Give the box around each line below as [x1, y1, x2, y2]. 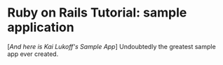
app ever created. [7, 50, 59, 58]
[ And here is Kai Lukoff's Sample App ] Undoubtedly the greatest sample [7, 42, 216, 50]
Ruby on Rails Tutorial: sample [7, 5, 187, 21]
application [7, 19, 75, 35]
